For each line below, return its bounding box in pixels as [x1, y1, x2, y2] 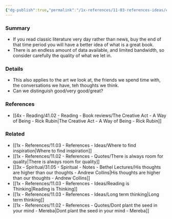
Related [5, 130, 25, 137]
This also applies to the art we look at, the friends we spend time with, [12, 77, 161, 83]
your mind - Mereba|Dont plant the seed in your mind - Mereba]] [12, 207, 149, 213]
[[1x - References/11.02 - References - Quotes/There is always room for [12, 153, 164, 159]
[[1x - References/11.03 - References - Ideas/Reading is [12, 180, 130, 186]
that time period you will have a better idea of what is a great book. [12, 42, 154, 48]
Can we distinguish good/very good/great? [12, 88, 103, 94]
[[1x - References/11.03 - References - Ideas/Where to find [12, 142, 137, 148]
